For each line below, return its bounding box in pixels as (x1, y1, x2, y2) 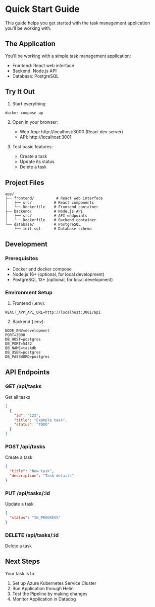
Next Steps (5, 557, 40, 566)
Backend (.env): (12, 319, 45, 325)
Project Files (5, 178, 45, 187)
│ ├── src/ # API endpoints (5, 213, 88, 218)
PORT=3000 (5, 333, 26, 338)
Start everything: (12, 100, 47, 106)
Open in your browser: (12, 119, 58, 125)
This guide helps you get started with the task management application (5, 20, 150, 26)
